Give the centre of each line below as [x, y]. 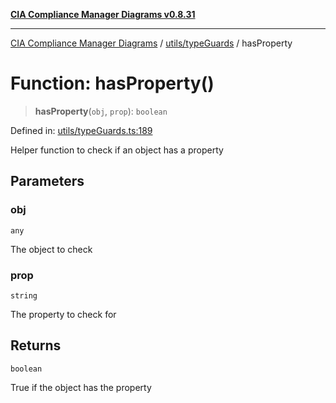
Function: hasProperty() [112, 83]
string [24, 295]
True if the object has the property [81, 387]
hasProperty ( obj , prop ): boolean [101, 111]
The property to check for [63, 314]
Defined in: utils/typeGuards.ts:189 [81, 130]
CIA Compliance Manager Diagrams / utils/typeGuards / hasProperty [151, 43]
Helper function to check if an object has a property [117, 150]
